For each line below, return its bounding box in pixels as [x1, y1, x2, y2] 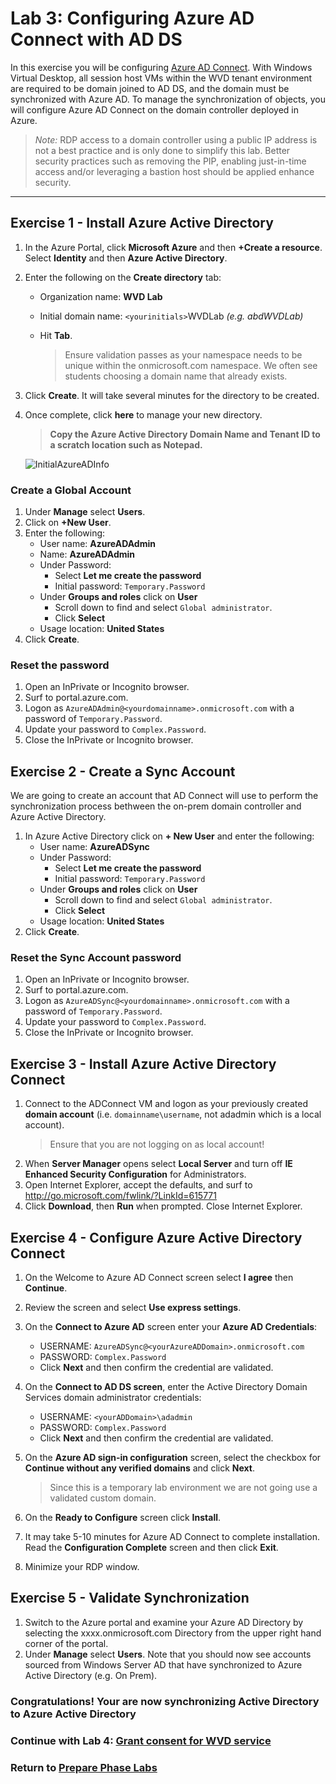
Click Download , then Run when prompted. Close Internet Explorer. [24, 1200, 303, 1212]
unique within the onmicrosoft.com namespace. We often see [64, 359, 318, 371]
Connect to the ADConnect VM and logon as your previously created [24, 1098, 308, 1110]
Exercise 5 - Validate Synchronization [10, 1590, 250, 1607]
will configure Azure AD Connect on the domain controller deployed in [10, 103, 299, 116]
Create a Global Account [10, 483, 132, 497]
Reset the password [10, 658, 110, 672]
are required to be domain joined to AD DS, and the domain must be [10, 82, 290, 94]
